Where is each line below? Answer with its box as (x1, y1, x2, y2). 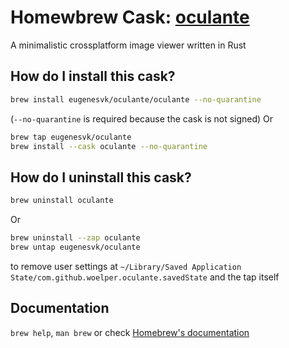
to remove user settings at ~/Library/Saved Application (10, 260, 242, 272)
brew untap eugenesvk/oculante (10, 242, 141, 252)
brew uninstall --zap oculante (10, 233, 141, 243)
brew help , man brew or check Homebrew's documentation (10, 326, 250, 338)
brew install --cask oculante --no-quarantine (10, 141, 208, 151)
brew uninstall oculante (10, 196, 114, 206)
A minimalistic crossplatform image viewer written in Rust (10, 39, 247, 51)
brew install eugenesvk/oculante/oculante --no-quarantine (10, 94, 262, 105)
